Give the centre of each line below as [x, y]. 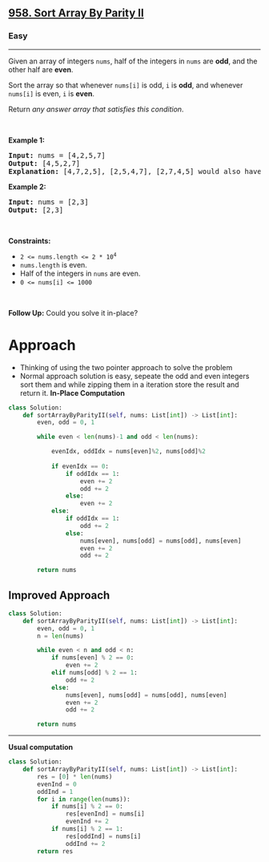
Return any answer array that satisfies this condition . [96, 109]
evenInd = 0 [57, 784]
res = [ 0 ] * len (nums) [75, 776]
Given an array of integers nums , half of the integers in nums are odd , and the [133, 61]
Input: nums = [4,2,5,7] [57, 155]
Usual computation [41, 747]
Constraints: [30, 240]
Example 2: [27, 187]
